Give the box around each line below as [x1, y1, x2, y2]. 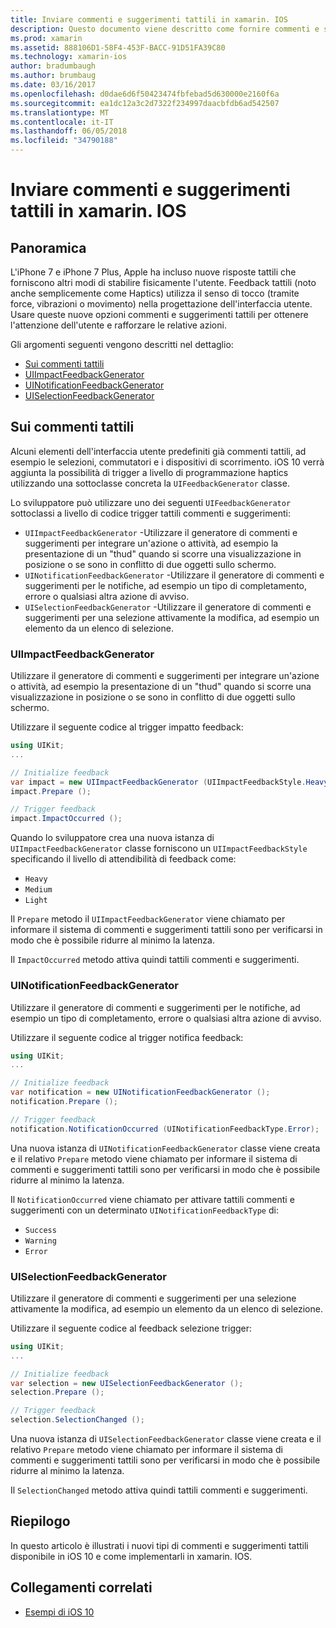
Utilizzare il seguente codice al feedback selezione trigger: [10, 1322, 253, 1334]
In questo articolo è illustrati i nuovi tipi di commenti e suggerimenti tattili [10, 1539, 309, 1551]
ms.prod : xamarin [10, 33, 83, 43]
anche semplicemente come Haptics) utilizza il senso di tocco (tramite [10, 287, 300, 299]
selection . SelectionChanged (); [10, 1415, 145, 1425]
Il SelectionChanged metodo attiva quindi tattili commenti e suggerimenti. [10, 1484, 308, 1496]
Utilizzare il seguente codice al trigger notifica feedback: [10, 1031, 244, 1043]
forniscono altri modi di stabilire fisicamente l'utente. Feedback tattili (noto [10, 277, 317, 288]
